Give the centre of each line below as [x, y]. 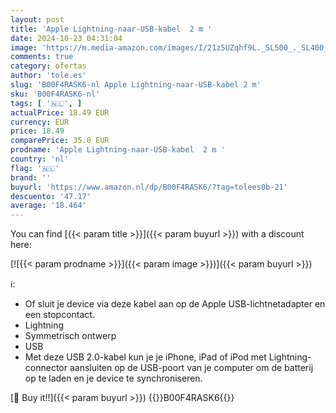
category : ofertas [48, 66]
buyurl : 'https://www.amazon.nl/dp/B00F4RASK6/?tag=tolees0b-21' [149, 187]
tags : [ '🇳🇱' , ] [46, 103]
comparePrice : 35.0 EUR [60, 141]
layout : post [37, 19]
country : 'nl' [40, 159]
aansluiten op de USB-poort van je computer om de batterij [191, 368]
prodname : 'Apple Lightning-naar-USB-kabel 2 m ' [118, 150]
